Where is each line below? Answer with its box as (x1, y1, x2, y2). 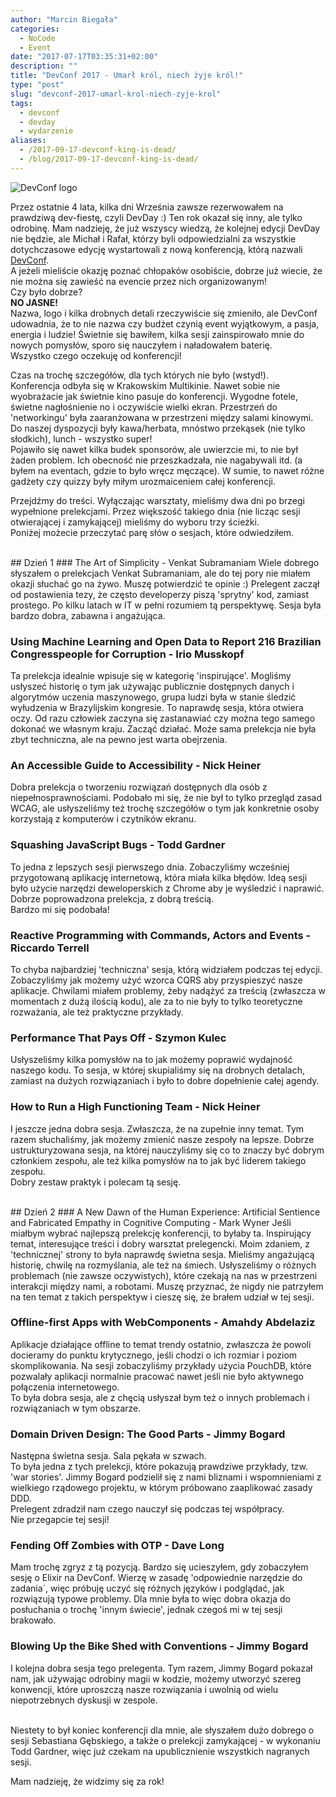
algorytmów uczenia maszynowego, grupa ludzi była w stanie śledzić (10, 691, 297, 703)
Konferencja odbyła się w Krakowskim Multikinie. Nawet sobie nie (10, 379, 281, 391)
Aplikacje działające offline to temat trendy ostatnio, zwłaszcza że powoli (10, 1338, 312, 1350)
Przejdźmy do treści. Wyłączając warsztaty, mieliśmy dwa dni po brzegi (10, 494, 306, 506)
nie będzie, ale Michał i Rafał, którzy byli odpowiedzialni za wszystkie (10, 232, 297, 245)
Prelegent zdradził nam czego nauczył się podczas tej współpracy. (10, 1503, 285, 1515)
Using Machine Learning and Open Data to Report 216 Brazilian (10, 634, 322, 648)
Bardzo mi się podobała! (10, 903, 110, 915)
